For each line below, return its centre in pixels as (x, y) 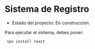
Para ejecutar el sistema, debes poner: (44, 32)
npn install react (26, 41)
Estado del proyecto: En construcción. (51, 23)
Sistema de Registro (47, 9)
